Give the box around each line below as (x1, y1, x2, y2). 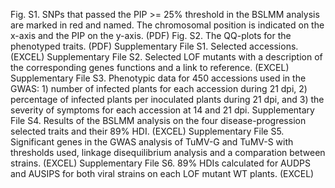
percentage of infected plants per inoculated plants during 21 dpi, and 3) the (10, 94, 325, 105)
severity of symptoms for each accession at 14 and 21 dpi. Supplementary (10, 104, 315, 116)
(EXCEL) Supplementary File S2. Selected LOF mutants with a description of (10, 51, 323, 63)
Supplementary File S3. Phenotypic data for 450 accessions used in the (10, 72, 307, 84)
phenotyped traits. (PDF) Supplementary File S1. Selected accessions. (10, 40, 299, 52)
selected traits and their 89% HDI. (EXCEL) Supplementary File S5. (10, 125, 285, 137)
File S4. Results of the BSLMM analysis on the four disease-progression (10, 115, 307, 126)
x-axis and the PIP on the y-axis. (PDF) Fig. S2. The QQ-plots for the (10, 30, 292, 41)
